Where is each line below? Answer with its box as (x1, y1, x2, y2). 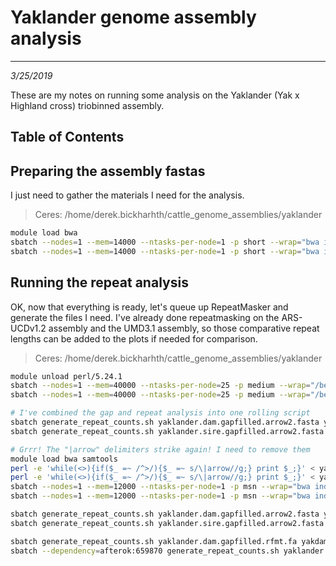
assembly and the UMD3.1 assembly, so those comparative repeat (48, 322, 320, 334)
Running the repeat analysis (10, 274, 189, 291)
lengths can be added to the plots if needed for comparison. (10, 332, 258, 345)
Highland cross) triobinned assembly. (10, 99, 165, 111)
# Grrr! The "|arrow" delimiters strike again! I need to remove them (10, 444, 311, 455)
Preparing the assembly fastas (10, 162, 206, 180)
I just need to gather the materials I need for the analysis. (10, 189, 245, 201)
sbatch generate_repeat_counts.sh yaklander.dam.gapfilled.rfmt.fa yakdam (10, 536, 329, 546)
